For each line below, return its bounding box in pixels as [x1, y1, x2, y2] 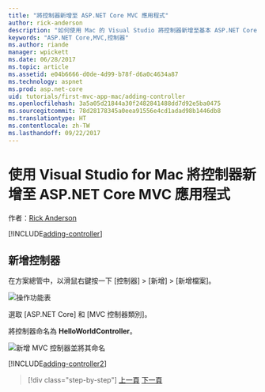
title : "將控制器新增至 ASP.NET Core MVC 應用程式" [8, 11, 169, 20]
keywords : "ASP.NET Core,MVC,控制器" [8, 33, 129, 42]
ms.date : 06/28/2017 [8, 56, 77, 64]
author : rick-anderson [8, 19, 83, 27]
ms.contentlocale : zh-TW [8, 122, 90, 130]
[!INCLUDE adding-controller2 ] [8, 359, 107, 368]
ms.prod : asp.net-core [8, 85, 83, 93]
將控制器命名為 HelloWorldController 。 [8, 326, 137, 336]
